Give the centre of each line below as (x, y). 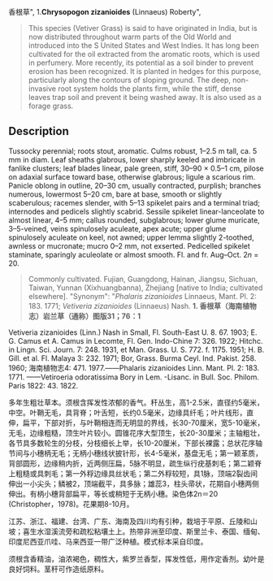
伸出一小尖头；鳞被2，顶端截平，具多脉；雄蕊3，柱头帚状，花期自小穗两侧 (134, 483)
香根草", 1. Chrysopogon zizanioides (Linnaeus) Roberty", (105, 12)
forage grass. (51, 106)
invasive (42, 89)
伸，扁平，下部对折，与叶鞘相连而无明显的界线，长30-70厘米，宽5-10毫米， (136, 423)
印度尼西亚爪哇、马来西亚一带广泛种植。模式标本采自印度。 (108, 541)
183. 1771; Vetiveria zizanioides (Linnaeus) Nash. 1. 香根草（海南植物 (143, 306)
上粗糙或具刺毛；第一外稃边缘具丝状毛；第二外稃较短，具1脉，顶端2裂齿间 (133, 473)
